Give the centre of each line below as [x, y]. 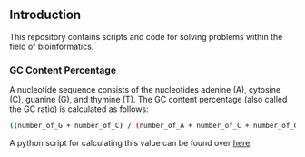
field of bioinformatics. [52, 46]
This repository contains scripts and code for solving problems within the [146, 36]
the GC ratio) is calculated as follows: [79, 109]
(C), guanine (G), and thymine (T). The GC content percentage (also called [148, 100]
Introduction [45, 15]
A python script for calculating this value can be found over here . [131, 142]
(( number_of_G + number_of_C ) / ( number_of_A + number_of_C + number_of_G [154, 126]
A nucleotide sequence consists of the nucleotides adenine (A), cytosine [145, 90]
